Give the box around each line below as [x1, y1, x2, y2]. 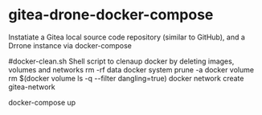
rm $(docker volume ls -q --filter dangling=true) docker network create [8, 73, 244, 83]
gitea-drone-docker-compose [8, 6, 214, 24]
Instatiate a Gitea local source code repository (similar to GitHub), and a [8, 32, 245, 42]
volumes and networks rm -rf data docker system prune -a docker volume [8, 64, 255, 74]
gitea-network [8, 82, 56, 92]
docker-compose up [8, 97, 76, 107]
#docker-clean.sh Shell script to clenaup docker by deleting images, [8, 56, 235, 66]
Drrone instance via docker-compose [8, 40, 133, 50]
